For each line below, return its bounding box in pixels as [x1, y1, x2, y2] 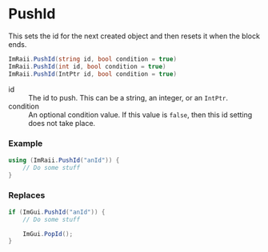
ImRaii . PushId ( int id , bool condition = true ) [8, 62, 166, 70]
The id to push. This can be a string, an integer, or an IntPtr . [28, 93, 229, 102]
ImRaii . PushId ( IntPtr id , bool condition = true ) [8, 69, 178, 78]
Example [8, 138, 43, 149]
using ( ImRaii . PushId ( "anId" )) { [8, 156, 120, 164]
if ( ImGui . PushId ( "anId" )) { [8, 208, 106, 216]
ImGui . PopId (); [22, 230, 74, 238]
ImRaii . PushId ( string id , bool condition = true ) [8, 55, 178, 63]
